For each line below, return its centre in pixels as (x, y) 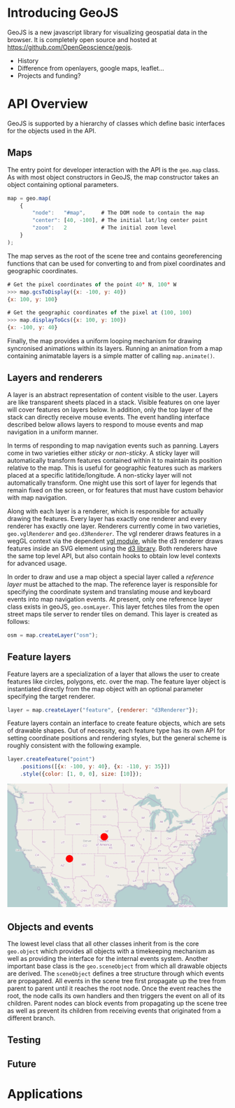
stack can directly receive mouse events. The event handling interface (108, 417)
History (28, 60)
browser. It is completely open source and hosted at (82, 39)
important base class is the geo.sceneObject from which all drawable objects (117, 966)
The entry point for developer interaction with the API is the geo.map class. (114, 169)
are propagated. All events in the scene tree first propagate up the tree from (116, 981)
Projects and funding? (49, 76)
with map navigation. (37, 497)
